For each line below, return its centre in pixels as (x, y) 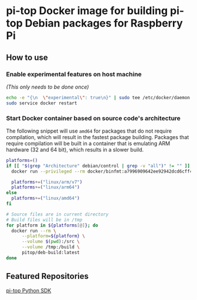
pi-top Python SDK (29, 290)
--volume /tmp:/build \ (51, 247)
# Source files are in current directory (57, 214)
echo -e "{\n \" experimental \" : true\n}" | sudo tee (73, 97)
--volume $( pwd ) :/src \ (51, 242)
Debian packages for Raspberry (104, 23)
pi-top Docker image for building (87, 11)
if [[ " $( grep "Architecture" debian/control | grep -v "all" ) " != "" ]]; (99, 166)
